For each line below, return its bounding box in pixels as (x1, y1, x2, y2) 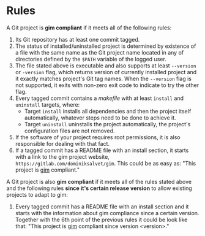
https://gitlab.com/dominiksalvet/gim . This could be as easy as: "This (15, 159, 196, 167)
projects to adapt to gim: (6, 191, 69, 198)
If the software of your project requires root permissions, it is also (15, 133, 181, 141)
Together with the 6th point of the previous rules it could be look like (15, 216, 188, 223)
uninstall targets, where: (15, 101, 80, 108)
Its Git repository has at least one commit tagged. (15, 36, 140, 43)
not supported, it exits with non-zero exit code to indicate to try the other (15, 81, 199, 89)
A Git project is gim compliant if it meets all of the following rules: (6, 24, 172, 31)
